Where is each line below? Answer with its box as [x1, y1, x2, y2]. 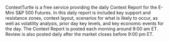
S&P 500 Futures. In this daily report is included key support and [15, 10, 151, 16]
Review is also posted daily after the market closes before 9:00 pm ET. [5, 31, 154, 37]
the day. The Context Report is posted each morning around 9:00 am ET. [5, 26, 158, 32]
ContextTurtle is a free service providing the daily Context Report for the [5, 5, 157, 10]
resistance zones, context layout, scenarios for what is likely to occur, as [5, 15, 158, 21]
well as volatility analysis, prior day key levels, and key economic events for [5, 20, 164, 26]
